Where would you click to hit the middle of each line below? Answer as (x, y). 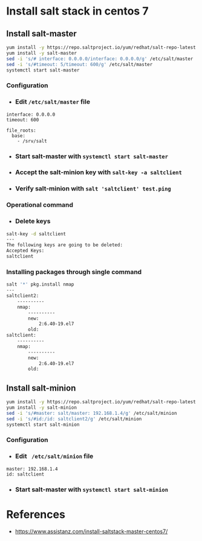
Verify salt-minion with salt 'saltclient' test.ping (93, 189)
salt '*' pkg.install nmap (40, 284)
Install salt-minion (41, 388)
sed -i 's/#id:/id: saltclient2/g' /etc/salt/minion (74, 419)
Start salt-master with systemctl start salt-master (91, 156)
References (36, 514)
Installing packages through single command (74, 272)
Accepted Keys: (25, 251)
